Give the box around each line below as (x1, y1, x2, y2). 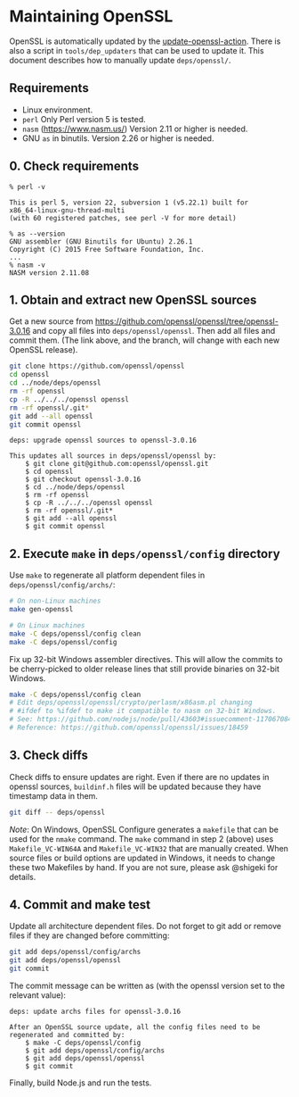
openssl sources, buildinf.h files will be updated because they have (9, 781, 262, 792)
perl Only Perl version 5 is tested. (21, 113, 147, 124)
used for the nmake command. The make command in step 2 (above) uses (9, 833, 274, 844)
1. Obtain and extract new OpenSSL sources (9, 292, 257, 307)
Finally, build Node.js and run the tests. (9, 1077, 152, 1088)
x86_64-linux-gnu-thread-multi (9, 205, 125, 215)
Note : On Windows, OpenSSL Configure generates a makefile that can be (9, 824, 279, 835)
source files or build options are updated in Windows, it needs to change (9, 852, 276, 863)
